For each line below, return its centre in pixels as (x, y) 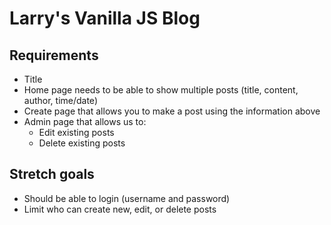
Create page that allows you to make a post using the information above (172, 111)
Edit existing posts (76, 132)
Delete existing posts (82, 143)
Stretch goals (52, 174)
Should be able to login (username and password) (127, 198)
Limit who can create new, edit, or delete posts (120, 209)
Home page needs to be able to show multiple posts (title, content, (161, 90)
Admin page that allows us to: (85, 121)
